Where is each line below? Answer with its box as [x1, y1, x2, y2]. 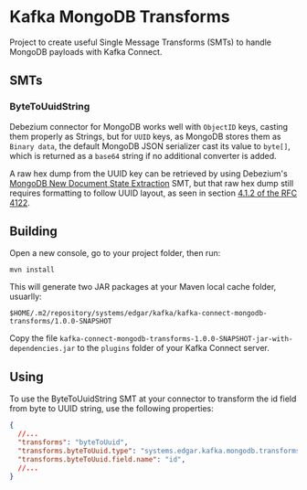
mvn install [9, 265, 55, 275]
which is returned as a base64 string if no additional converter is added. [9, 150, 277, 161]
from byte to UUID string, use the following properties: [9, 403, 214, 414]
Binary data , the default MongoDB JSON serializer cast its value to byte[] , [9, 140, 291, 152]
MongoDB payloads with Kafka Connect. [9, 46, 163, 57]
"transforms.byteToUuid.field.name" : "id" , [17, 454, 185, 463]
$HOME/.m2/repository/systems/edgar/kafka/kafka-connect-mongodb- [9, 309, 268, 318]
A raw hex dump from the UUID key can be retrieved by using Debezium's [9, 167, 288, 179]
